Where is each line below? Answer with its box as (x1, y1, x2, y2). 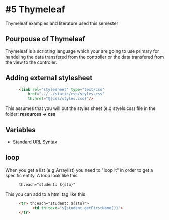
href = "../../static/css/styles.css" (27, 92, 105, 97)
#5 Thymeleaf (5, 4, 65, 15)
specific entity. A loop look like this (5, 172, 78, 178)
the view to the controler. (5, 59, 57, 65)
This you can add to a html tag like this (5, 191, 86, 197)
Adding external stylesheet (5, 74, 93, 82)
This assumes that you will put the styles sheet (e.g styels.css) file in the (5, 105, 156, 112)
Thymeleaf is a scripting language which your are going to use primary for (5, 48, 159, 54)
